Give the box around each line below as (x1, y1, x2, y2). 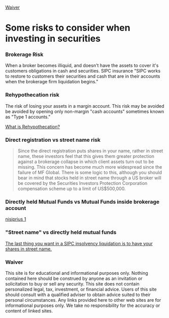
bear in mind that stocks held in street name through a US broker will (17, 175, 161, 181)
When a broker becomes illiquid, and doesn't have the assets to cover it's (5, 62, 159, 69)
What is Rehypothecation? (5, 123, 60, 130)
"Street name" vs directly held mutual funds (5, 229, 117, 236)
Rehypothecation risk (5, 91, 59, 99)
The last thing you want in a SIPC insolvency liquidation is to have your (5, 240, 153, 246)
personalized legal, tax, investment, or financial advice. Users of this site (5, 286, 157, 292)
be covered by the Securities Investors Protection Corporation (17, 180, 148, 186)
